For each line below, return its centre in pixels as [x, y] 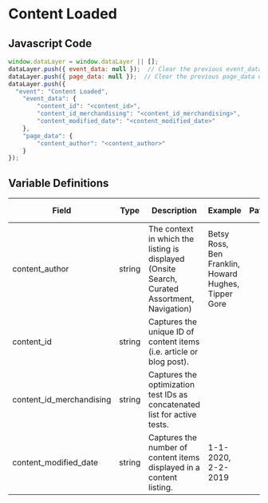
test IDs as [168, 394]
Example [225, 211]
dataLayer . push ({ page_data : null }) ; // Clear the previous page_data [132, 77]
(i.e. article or [173, 352]
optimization [172, 385]
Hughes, [224, 284]
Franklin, [224, 264]
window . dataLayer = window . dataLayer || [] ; [83, 61]
